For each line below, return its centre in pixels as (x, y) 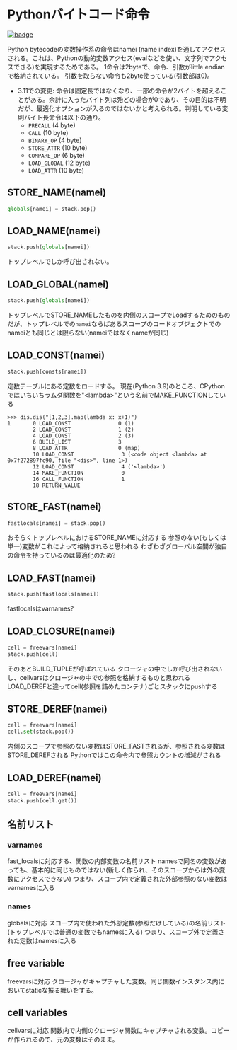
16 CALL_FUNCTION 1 (79, 479)
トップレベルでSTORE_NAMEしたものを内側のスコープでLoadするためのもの (119, 315)
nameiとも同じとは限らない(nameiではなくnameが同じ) (88, 333)
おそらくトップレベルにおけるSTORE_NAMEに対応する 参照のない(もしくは (117, 538)
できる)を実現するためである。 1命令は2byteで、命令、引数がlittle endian (119, 67)
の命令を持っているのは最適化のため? (62, 555)
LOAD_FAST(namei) (52, 578)
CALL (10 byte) (48, 132)
